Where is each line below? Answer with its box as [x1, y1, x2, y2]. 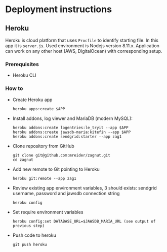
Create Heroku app [12, 97, 53, 103]
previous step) [12, 223, 45, 228]
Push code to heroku [12, 232, 57, 238]
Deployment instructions [5, 4, 112, 15]
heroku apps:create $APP [12, 106, 65, 111]
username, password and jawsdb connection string [12, 190, 120, 196]
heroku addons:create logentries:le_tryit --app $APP [12, 125, 129, 130]
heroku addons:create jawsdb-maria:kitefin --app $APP [12, 130, 131, 135]
